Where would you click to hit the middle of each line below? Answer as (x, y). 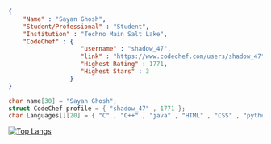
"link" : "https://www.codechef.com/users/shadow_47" (173, 56)
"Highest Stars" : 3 (115, 72)
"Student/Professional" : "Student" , (86, 27)
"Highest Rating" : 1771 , (124, 64)
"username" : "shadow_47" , (126, 49)
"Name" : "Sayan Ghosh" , (65, 19)
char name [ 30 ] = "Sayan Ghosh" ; (63, 101)
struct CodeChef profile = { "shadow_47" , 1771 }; (97, 109)
